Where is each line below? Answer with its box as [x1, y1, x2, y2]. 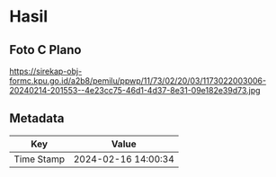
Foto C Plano [9, 42, 82, 58]
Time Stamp [13, 153, 66, 165]
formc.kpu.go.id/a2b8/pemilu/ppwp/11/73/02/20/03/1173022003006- [9, 75, 267, 86]
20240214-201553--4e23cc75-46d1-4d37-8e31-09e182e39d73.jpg [9, 85, 261, 95]
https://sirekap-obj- [9, 66, 83, 76]
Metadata [9, 111, 65, 127]
